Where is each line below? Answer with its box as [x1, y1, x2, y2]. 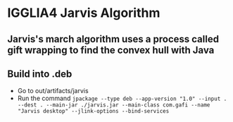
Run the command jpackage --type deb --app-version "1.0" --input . [17, 94, 227, 103]
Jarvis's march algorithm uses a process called [7, 33, 220, 45]
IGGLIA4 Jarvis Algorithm [7, 5, 160, 21]
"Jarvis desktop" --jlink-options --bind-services [17, 108, 170, 115]
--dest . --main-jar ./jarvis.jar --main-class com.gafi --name [17, 102, 210, 109]
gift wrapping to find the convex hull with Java [7, 44, 215, 56]
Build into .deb [7, 68, 73, 80]
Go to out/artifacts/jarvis [17, 87, 89, 95]
